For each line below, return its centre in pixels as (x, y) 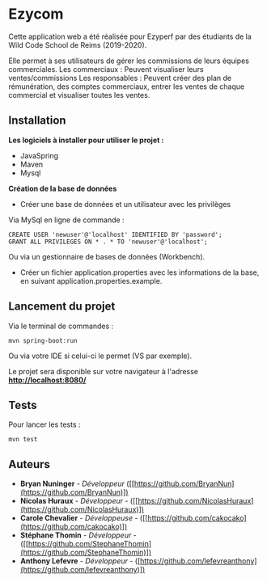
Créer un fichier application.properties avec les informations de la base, (140, 272)
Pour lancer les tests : (44, 424)
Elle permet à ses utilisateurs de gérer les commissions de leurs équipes (129, 61)
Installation (37, 121)
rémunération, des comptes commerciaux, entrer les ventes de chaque (127, 86)
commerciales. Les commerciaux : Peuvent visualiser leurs (106, 69)
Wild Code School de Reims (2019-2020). (78, 44)
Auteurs (30, 464)
